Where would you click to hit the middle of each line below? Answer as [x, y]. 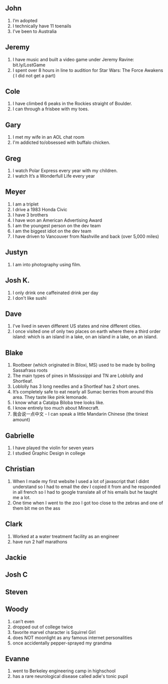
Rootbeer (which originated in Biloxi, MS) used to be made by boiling [84, 365]
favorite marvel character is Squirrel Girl [54, 632]
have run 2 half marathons [40, 542]
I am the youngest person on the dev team [57, 225]
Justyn [16, 252]
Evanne [17, 658]
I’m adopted [25, 20]
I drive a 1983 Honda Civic [40, 209]
